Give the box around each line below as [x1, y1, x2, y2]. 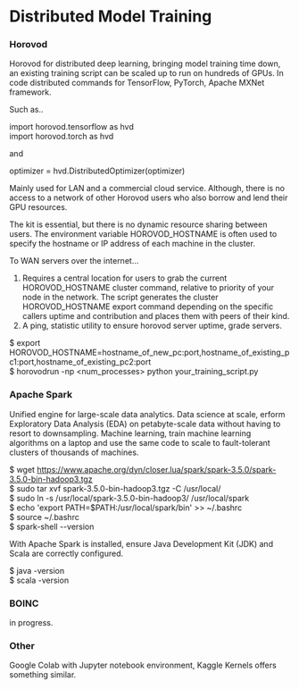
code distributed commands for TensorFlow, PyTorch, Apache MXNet [9, 78, 265, 88]
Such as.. [9, 105, 44, 115]
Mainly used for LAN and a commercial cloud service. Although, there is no [9, 183, 286, 194]
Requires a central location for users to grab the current [21, 273, 228, 283]
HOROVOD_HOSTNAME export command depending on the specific [21, 301, 274, 312]
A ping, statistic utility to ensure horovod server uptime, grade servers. [21, 320, 283, 332]
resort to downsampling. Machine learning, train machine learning [9, 427, 252, 439]
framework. [9, 87, 52, 97]
